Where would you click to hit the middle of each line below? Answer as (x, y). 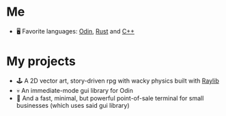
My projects (41, 61)
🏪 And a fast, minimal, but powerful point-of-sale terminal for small (110, 98)
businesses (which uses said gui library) (73, 105)
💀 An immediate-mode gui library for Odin (75, 90)
